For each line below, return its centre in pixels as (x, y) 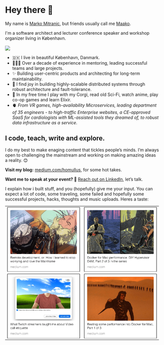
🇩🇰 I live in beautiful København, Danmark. (56, 58)
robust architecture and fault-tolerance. (52, 90)
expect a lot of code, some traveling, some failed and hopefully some (75, 194)
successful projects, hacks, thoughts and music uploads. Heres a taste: (77, 199)
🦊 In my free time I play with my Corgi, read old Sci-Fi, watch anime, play (85, 94)
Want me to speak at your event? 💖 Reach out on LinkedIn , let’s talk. (74, 179)
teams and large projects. (38, 69)
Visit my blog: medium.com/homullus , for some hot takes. (63, 170)
